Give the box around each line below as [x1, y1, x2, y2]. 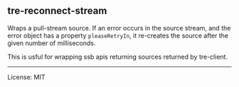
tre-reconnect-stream [7, 5, 107, 17]
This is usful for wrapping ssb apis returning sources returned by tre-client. [7, 52, 228, 61]
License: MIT [7, 73, 46, 81]
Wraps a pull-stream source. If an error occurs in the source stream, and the [7, 23, 231, 32]
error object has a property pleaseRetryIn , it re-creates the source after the [7, 31, 229, 40]
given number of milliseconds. [7, 38, 96, 47]
